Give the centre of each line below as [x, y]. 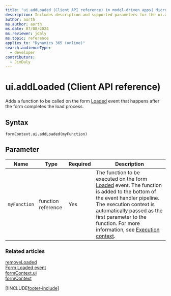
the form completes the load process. [45, 107]
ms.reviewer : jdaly [26, 34]
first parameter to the [121, 217]
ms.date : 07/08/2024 [27, 29]
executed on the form [122, 179]
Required [80, 164]
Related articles [25, 251]
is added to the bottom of [126, 191]
